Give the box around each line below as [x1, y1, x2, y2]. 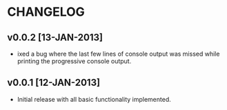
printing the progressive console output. [17, 57, 132, 65]
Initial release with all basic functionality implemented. [17, 95, 171, 103]
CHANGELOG [7, 4, 85, 20]
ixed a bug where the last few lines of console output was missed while [17, 49, 220, 58]
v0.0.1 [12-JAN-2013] [7, 77, 101, 89]
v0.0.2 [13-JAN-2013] [7, 32, 103, 43]
